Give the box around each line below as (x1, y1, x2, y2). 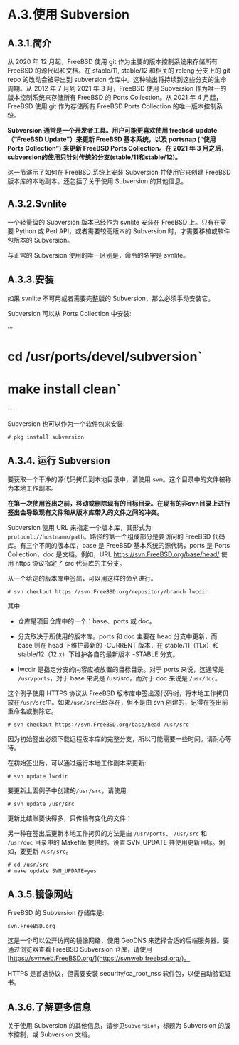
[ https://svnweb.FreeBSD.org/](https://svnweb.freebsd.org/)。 (7, 954, 191, 963)
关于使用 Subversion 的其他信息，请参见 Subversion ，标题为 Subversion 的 (7, 1021, 225, 1030)
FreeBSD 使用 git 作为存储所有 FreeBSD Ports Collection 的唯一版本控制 (7, 102, 217, 111)
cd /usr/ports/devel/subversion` (7, 348, 203, 365)
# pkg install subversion (7, 433, 84, 441)
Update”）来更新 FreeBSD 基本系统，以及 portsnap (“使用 (44, 135, 216, 143)
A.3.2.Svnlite (7, 198, 68, 210)
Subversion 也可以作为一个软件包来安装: (7, 419, 126, 428)
